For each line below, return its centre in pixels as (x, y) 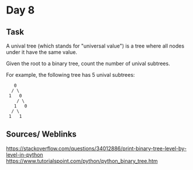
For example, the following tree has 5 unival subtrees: (70, 75)
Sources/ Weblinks (42, 135)
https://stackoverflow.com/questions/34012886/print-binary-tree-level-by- (96, 148)
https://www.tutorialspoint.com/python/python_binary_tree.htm (82, 161)
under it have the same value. (42, 52)
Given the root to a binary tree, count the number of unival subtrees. (88, 63)
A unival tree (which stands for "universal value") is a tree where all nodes (95, 46)
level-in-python (25, 154)
